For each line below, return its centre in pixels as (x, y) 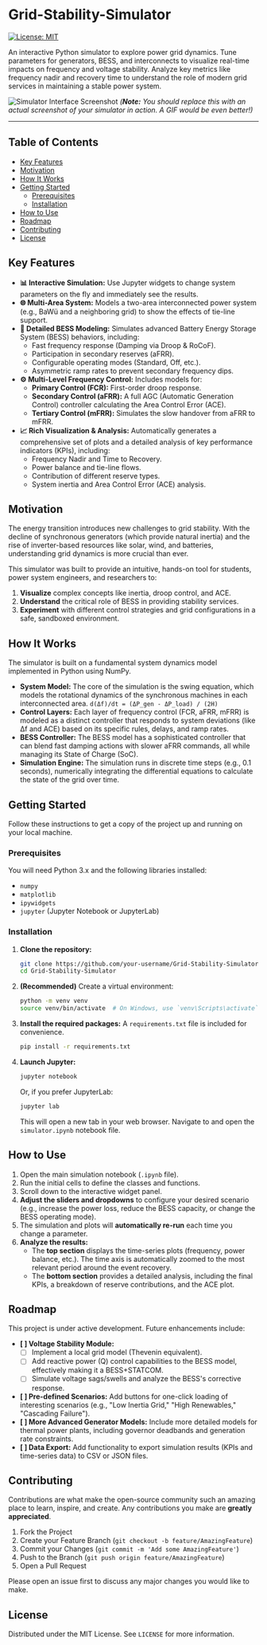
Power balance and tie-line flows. (86, 467)
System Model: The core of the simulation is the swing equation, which (137, 687)
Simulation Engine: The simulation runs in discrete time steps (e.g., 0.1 (135, 763)
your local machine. (41, 832)
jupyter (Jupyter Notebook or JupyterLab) (89, 911)
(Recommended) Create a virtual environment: (97, 986)
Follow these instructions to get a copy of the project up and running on (126, 824)
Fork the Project (46, 1532)
